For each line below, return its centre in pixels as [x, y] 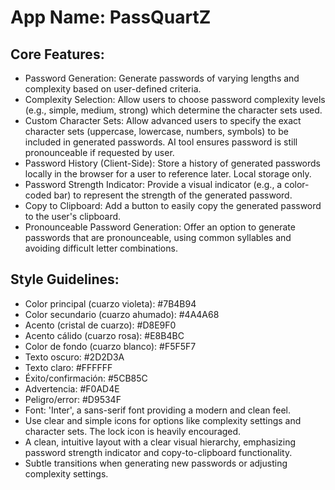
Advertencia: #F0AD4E [72, 388]
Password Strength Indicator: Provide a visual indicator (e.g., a [153, 184]
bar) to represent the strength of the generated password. [173, 195]
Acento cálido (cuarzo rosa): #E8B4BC [104, 335]
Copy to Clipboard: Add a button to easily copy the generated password [173, 205]
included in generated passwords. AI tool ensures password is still [161, 142]
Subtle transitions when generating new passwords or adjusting [156, 463]
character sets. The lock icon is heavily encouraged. [133, 431]
